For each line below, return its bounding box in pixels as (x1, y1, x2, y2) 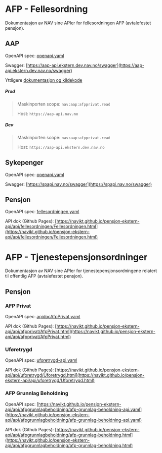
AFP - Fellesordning (5, 3, 88, 15)
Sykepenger (5, 159, 43, 167)
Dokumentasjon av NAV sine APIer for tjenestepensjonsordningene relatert (5, 268, 157, 274)
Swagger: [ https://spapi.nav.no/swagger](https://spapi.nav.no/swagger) (5, 181, 152, 187)
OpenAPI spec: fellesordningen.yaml (5, 209, 80, 215)
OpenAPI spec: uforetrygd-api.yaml (5, 357, 78, 363)
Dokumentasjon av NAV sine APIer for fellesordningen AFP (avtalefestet (5, 20, 151, 26)
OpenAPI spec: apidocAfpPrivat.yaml (5, 313, 81, 319)
